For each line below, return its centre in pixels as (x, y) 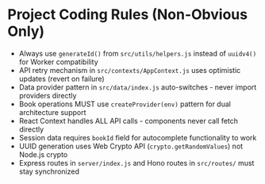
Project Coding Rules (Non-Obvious (127, 15)
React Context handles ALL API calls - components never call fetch (129, 121)
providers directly (48, 95)
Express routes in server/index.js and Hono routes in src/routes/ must (136, 163)
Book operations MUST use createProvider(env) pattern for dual (125, 104)
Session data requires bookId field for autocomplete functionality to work (138, 137)
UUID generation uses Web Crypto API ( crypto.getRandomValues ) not (131, 146)
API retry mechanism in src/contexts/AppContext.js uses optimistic (130, 70)
